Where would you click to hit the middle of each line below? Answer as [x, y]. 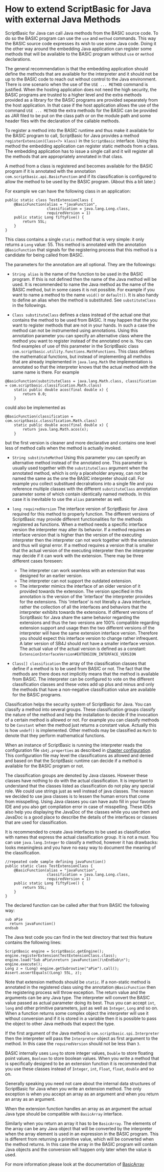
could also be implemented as [35, 407]
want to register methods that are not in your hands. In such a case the [83, 325]
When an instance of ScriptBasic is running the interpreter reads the [74, 745]
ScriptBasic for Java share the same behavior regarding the [80, 617]
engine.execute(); [24, 964]
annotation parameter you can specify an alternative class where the [81, 335]
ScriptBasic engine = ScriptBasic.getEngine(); [55, 951]
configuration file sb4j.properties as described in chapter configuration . [78, 750]
